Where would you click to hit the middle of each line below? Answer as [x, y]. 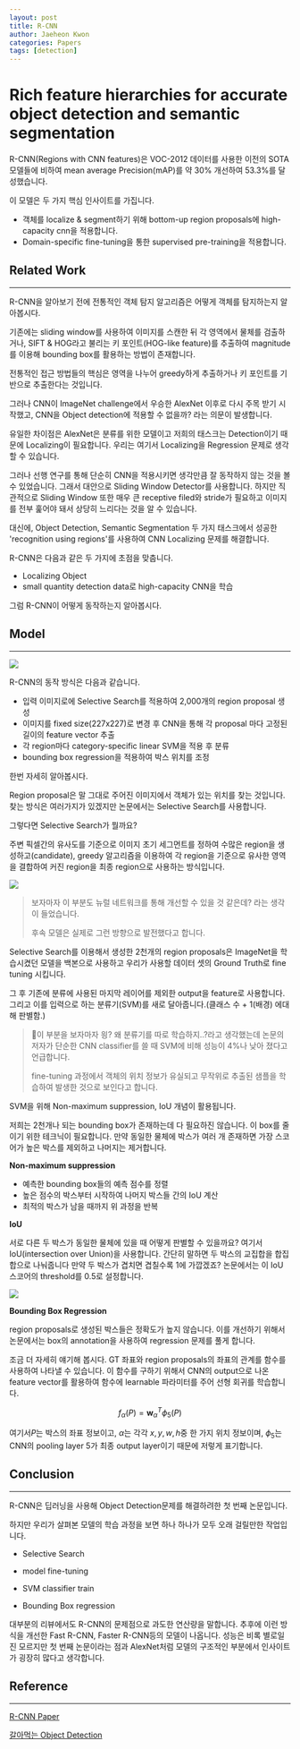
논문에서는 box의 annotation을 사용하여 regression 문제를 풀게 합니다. [133, 1340]
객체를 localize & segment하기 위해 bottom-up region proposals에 [141, 219]
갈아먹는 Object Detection [56, 1735]
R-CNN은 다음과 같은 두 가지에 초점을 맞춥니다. [92, 558]
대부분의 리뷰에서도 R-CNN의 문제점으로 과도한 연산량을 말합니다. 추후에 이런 [144, 1624]
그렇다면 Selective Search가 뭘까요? [73, 825]
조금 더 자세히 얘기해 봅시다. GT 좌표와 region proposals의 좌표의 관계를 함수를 [148, 1359]
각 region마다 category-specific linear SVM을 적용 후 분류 [125, 746]
